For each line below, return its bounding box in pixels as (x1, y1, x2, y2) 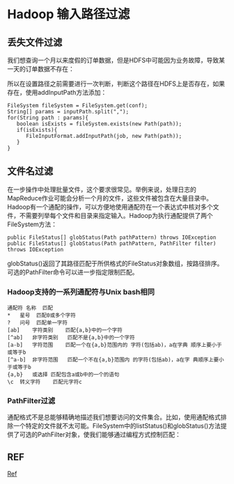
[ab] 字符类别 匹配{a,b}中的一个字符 (7, 327, 123, 334)
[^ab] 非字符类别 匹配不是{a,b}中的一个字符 (7, 334, 135, 341)
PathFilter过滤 (7, 396, 56, 406)
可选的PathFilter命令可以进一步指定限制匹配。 (7, 267, 139, 276)
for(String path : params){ (7, 114, 89, 121)
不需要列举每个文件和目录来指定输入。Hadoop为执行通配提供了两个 (19, 211, 214, 219)
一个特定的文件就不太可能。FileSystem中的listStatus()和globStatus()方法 (13, 422, 221, 430)
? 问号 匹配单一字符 (7, 320, 68, 327)
